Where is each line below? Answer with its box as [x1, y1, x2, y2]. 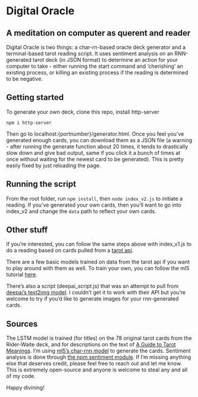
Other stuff [6, 225, 48, 235]
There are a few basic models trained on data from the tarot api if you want [6, 258, 190, 265]
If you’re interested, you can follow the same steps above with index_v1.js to [6, 240, 192, 248]
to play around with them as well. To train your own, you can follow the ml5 [6, 265, 190, 272]
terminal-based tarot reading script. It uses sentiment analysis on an [6, 50, 174, 57]
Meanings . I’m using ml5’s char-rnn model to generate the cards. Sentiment [6, 347, 191, 355]
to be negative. [6, 76, 43, 82]
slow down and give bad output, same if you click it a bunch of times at [6, 149, 181, 156]
